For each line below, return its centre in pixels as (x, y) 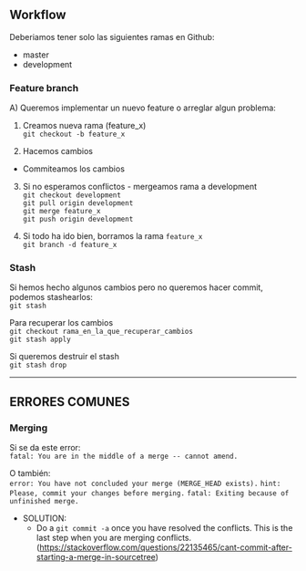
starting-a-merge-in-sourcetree (96, 557)
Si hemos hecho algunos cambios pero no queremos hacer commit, (137, 287)
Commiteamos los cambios (74, 169)
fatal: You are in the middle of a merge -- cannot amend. (124, 457)
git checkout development (71, 195)
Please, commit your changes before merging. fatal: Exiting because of (149, 493)
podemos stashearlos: (51, 297)
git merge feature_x (61, 212)
